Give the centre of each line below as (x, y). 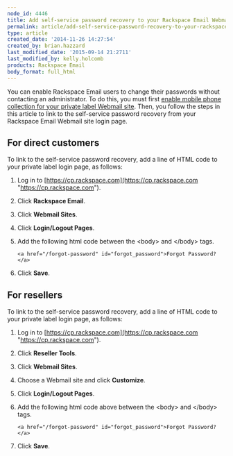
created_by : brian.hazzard (46, 46)
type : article (28, 33)
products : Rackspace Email (46, 65)
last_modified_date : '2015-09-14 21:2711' (69, 53)
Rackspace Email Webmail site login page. (68, 121)
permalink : (23, 26)
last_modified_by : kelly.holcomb (55, 59)
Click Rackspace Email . (51, 201)
